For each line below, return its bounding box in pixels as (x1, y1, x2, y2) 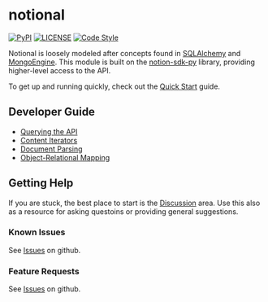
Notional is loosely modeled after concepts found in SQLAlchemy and (8, 48, 241, 58)
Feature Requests (8, 265, 80, 277)
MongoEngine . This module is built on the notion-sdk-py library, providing (8, 57, 256, 67)
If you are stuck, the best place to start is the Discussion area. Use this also (8, 198, 261, 208)
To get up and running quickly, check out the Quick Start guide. (8, 81, 221, 91)
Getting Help (8, 177, 74, 190)
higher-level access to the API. (8, 65, 111, 75)
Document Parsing (19, 144, 83, 154)
